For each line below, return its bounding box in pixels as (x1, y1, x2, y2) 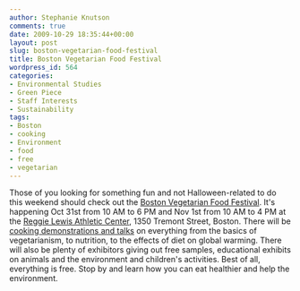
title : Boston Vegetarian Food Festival (9, 55, 163, 64)
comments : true (9, 21, 66, 30)
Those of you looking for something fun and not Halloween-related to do (9, 187, 277, 198)
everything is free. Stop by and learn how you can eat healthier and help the (9, 263, 290, 274)
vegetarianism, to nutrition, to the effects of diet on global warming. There (9, 235, 282, 246)
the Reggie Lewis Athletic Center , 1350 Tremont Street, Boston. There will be (9, 216, 291, 227)
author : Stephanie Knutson (9, 13, 110, 22)
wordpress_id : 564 (9, 64, 78, 73)
